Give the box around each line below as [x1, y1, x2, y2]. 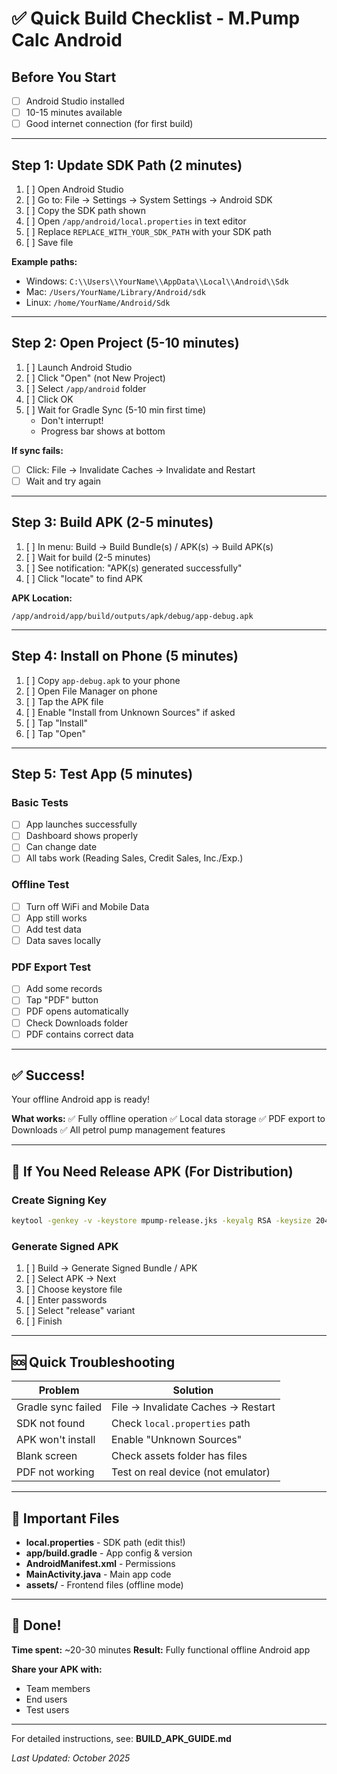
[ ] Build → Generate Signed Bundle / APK [25, 1262, 198, 1274]
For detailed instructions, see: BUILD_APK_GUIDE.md [11, 1732, 232, 1744]
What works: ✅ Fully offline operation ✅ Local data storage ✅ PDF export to [11, 1113, 326, 1125]
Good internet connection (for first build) [25, 118, 194, 130]
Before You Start [11, 68, 117, 86]
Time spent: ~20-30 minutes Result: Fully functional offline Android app [11, 1643, 311, 1656]
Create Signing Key [11, 1193, 108, 1207]
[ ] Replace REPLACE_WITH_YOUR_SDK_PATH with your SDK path [25, 226, 272, 237]
